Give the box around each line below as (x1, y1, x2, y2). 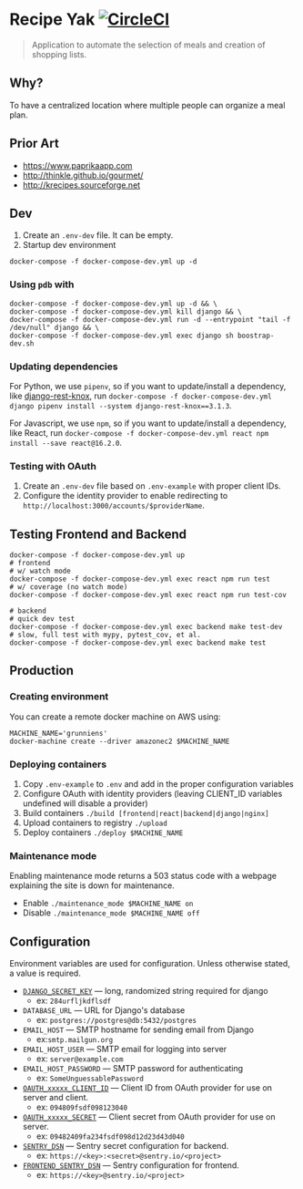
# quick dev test (9, 615, 76, 624)
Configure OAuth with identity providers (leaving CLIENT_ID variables (22, 789, 283, 800)
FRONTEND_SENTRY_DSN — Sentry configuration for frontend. (22, 1160, 239, 1171)
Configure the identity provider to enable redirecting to (22, 491, 228, 501)
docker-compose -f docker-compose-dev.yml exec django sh (9, 331, 234, 340)
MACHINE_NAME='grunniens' (9, 729, 107, 738)
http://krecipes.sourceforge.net (22, 179, 141, 191)
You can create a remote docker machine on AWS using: (9, 711, 221, 722)
